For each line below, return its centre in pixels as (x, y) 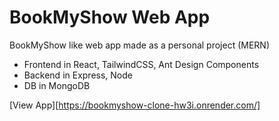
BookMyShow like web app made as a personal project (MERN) (140, 45)
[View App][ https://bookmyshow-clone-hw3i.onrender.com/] (135, 105)
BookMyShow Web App (110, 17)
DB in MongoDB (57, 85)
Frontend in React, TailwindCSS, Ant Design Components (141, 64)
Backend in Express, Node (78, 75)
